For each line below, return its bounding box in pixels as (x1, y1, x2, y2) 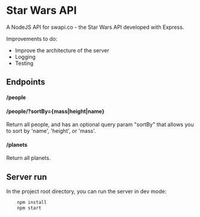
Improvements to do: (6, 35, 58, 42)
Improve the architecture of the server (14, 46, 109, 54)
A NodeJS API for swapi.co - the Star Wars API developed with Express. (6, 23, 184, 31)
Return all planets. (6, 154, 51, 162)
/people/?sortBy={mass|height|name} (6, 108, 105, 115)
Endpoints (6, 77, 46, 87)
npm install (17, 200, 47, 206)
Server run (6, 172, 47, 182)
